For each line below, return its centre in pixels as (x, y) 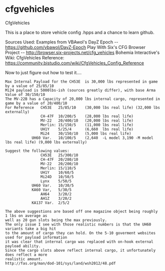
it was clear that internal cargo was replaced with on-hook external (79, 242)
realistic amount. (24, 259)
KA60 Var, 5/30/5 (51, 190)
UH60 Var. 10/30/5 (53, 185)
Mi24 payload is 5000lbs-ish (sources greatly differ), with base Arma (80, 90)
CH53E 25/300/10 (59, 155)
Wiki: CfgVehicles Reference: (35, 57)
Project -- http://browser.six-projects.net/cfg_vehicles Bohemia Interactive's (82, 52)
